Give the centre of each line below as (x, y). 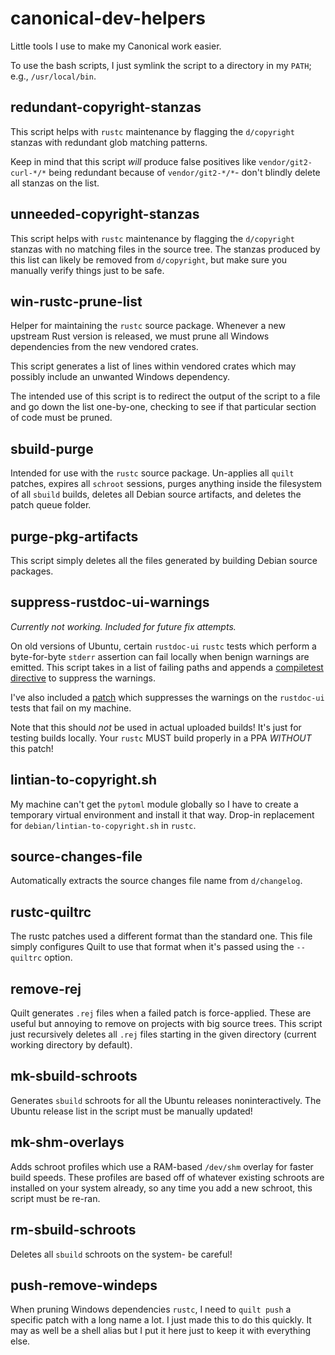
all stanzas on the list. (55, 183)
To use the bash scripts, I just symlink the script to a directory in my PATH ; (161, 65)
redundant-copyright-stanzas (106, 107)
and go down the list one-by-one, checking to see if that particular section (163, 407)
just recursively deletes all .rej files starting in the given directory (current (163, 1034)
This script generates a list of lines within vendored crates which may (153, 366)
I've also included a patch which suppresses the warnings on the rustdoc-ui (167, 697)
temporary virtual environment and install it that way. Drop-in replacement (162, 814)
